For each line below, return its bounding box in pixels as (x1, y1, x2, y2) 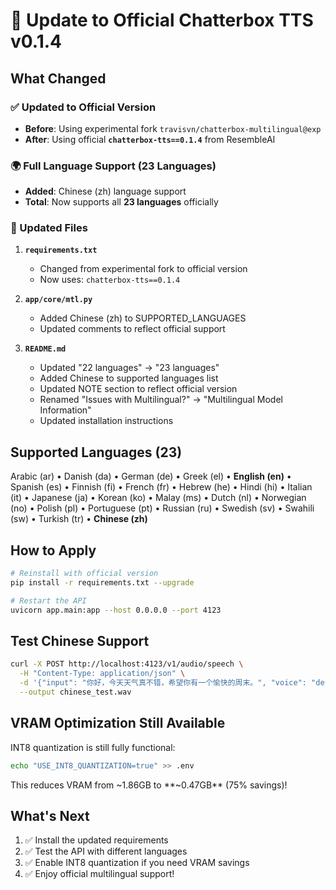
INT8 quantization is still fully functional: (10, 741, 176, 753)
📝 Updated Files (10, 221, 88, 235)
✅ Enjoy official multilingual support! (24, 868, 175, 880)
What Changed (10, 70, 107, 87)
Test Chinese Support (10, 632, 150, 649)
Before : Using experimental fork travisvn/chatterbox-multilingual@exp (24, 122, 322, 134)
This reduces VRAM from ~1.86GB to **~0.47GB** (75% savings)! (10, 779, 288, 791)
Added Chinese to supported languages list (39, 372, 219, 384)
